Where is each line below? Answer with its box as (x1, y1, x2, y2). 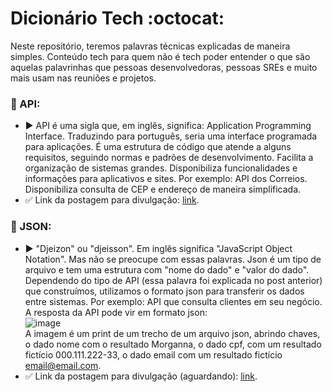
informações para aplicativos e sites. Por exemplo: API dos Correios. (24, 173, 308, 185)
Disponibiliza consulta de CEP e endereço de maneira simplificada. (24, 183, 302, 196)
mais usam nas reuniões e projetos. (10, 72, 157, 84)
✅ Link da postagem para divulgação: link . (24, 194, 200, 206)
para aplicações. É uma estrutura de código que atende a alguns (24, 141, 292, 153)
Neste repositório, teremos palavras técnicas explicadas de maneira (10, 40, 291, 52)
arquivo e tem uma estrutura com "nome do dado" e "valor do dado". (24, 263, 310, 276)
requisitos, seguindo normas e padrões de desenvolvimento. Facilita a (24, 152, 314, 164)
